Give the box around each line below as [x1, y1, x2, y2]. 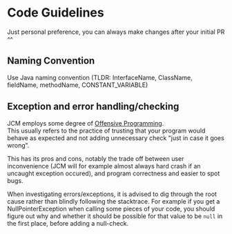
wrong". [7, 141, 30, 149]
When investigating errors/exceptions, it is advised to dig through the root [7, 190, 217, 198]
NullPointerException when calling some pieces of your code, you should [7, 204, 215, 213]
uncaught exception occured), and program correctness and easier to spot [7, 169, 220, 177]
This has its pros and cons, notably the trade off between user [7, 154, 184, 163]
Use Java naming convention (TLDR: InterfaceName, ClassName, [7, 73, 193, 81]
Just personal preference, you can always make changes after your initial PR [7, 28, 225, 36]
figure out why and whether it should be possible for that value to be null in [7, 212, 223, 220]
